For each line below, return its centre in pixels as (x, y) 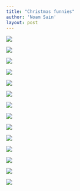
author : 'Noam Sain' (31, 17)
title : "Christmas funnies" (41, 11)
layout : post (22, 22)
